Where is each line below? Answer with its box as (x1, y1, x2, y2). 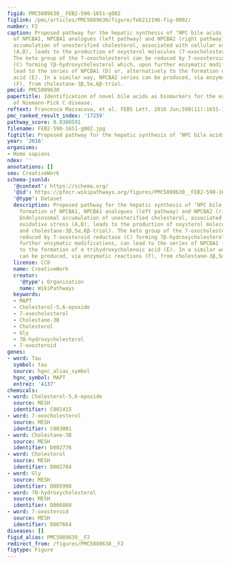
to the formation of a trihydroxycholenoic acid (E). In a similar (19, 247, 216, 253)
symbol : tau (13, 361, 48, 368)
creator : (13, 272, 38, 279)
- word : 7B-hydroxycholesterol (7, 489, 97, 496)
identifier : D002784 (13, 464, 72, 471)
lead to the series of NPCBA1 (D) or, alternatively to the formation (13, 67, 219, 74)
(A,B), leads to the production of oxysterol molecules (13, 49, 176, 56)
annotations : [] (7, 163, 53, 170)
